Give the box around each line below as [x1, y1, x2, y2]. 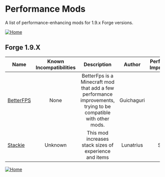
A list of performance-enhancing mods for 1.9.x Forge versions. [5, 20, 134, 25]
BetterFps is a [82, 72, 114, 79]
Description [83, 61, 112, 68]
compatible [84, 109, 110, 116]
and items [86, 153, 109, 160]
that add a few [81, 84, 114, 91]
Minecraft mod [81, 78, 114, 85]
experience [84, 148, 111, 154]
